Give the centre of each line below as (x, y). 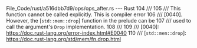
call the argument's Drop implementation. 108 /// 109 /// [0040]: (83, 27)
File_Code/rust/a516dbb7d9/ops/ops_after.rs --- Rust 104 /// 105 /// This (93, 8)
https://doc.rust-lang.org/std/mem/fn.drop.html (64, 39)
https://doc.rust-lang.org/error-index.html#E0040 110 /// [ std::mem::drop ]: (96, 33)
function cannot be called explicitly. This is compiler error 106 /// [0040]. (94, 14)
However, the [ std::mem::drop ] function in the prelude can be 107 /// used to (99, 21)
